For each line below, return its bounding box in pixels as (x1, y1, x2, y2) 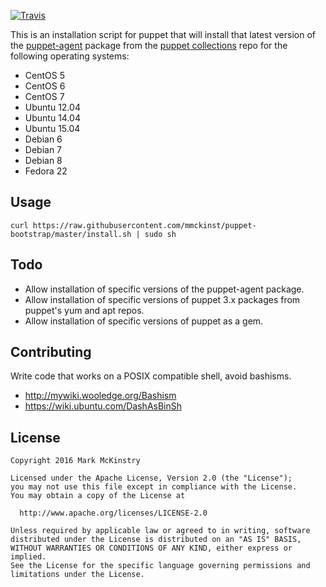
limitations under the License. (10, 570, 145, 580)
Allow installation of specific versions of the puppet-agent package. (24, 283, 305, 295)
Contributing (10, 344, 92, 361)
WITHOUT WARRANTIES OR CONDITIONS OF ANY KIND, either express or (10, 543, 293, 554)
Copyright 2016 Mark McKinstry (10, 456, 141, 466)
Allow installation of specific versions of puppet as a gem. (24, 315, 264, 327)
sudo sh (144, 229, 177, 239)
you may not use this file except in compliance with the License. (10, 482, 298, 492)
